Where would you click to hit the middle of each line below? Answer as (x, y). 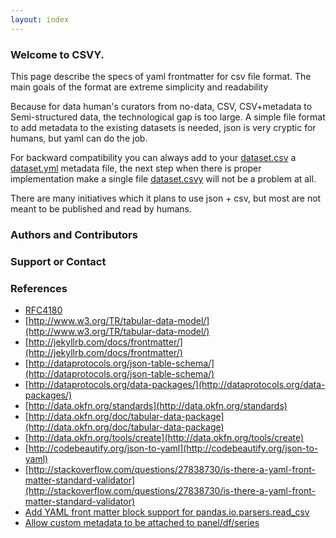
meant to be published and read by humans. (101, 208)
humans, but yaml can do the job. (79, 138)
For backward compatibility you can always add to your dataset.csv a (153, 157)
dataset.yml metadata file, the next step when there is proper (136, 168)
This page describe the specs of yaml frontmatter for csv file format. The (161, 76)
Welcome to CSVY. (57, 54)
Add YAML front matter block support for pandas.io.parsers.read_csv (167, 512)
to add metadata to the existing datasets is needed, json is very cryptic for (163, 127)
